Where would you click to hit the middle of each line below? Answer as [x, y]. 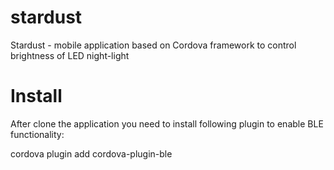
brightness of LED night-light [70, 55]
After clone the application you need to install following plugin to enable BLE [167, 123]
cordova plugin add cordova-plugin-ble [91, 153]
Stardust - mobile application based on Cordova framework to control [153, 45]
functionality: [37, 134]
